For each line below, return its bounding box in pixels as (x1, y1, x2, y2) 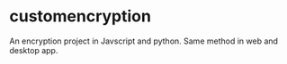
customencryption (9, 6, 151, 27)
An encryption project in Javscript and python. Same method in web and (9, 36, 279, 46)
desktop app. (9, 44, 58, 55)
